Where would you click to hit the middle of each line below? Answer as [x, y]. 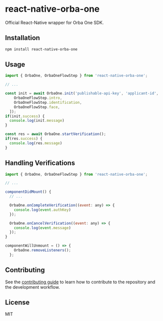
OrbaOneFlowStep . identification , [48, 102]
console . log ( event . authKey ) [42, 210]
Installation [23, 38]
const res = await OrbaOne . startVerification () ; [56, 134]
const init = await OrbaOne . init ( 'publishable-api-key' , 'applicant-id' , [82, 93]
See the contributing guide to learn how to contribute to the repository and [80, 282]
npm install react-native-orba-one [41, 49]
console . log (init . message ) [37, 121]
